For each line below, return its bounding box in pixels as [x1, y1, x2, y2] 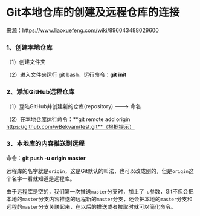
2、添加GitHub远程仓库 [6, 88, 75, 96]
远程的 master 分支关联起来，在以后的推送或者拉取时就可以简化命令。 [6, 203, 176, 210]
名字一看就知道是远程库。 [11, 175, 76, 182]
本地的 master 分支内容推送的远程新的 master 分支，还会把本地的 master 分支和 [6, 195, 193, 203]
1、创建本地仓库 [6, 43, 53, 51]
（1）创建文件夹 [6, 58, 46, 65]
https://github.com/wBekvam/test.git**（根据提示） [6, 123, 135, 130]
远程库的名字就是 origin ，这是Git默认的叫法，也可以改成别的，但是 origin [6, 167, 189, 174]
